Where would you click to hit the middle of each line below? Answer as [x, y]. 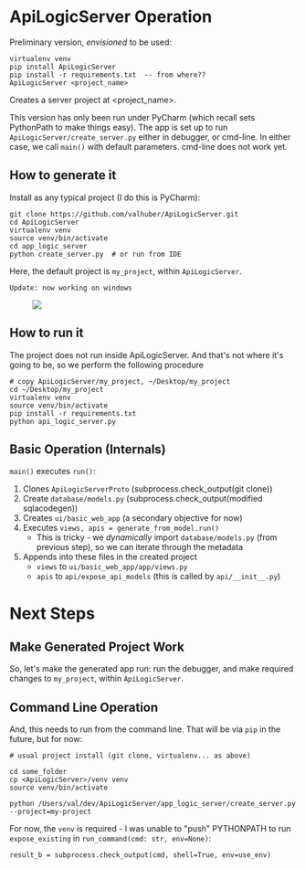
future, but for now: [46, 739]
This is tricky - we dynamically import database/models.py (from [157, 537]
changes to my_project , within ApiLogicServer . [97, 679]
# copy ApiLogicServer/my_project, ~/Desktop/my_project [120, 381]
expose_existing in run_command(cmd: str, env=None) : [110, 839]
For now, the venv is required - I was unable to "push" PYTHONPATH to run [150, 829]
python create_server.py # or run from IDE [95, 254]
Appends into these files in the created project [110, 557]
